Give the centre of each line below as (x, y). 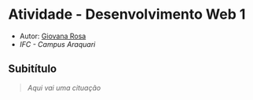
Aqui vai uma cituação (64, 87)
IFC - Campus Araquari (57, 44)
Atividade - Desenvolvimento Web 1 (127, 14)
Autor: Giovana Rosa (53, 36)
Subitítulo (33, 69)
